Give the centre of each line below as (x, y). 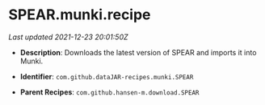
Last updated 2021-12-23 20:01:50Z (68, 37)
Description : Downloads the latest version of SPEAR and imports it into (138, 52)
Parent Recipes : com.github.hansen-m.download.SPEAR (109, 92)
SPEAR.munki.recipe (80, 15)
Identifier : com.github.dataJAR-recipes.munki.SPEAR (107, 76)
